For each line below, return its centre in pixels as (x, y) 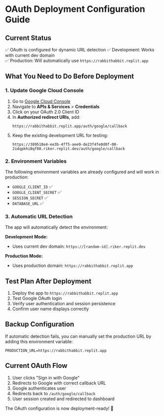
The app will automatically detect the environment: (56, 227)
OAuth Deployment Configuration (75, 9)
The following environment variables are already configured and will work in (82, 172)
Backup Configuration (40, 324)
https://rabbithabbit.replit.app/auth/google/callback (70, 126)
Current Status (28, 38)
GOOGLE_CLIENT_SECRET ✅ (37, 192)
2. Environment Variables (36, 161)
